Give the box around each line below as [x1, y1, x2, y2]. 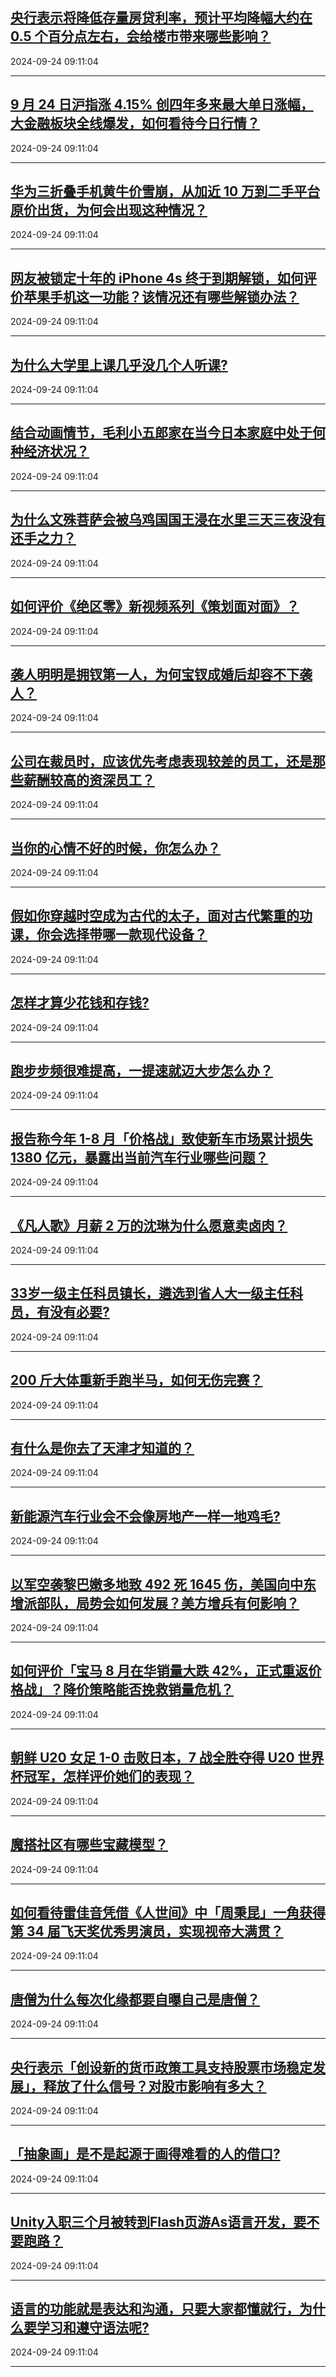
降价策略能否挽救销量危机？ [62, 1681, 234, 1698]
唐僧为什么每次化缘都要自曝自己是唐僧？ [10, 1991, 260, 2008]
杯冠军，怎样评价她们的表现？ [10, 1768, 195, 1785]
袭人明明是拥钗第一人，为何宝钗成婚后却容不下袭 [10, 666, 313, 683]
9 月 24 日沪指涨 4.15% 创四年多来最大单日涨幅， [10, 96, 314, 113]
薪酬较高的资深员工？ [23, 771, 155, 788]
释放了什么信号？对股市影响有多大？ [43, 2078, 267, 2095]
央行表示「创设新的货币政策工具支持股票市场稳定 [10, 2059, 313, 2076]
